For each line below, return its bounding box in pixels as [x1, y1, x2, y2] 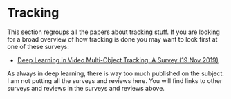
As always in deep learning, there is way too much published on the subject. [7, 69, 225, 78]
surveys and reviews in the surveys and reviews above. [7, 84, 165, 92]
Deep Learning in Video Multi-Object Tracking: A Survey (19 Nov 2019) [17, 55, 219, 64]
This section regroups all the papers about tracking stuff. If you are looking [7, 28, 220, 36]
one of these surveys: [7, 42, 69, 51]
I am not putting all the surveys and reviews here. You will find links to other [7, 76, 223, 84]
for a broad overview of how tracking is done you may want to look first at [7, 35, 218, 43]
